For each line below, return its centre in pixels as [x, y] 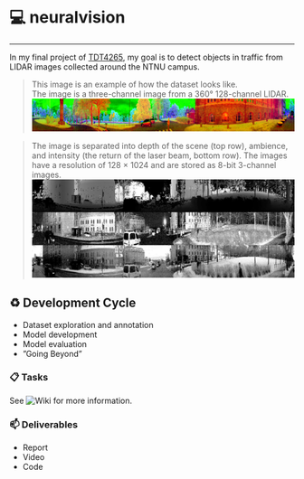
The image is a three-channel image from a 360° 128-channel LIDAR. [160, 94]
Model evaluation [55, 343]
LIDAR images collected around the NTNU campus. [105, 66]
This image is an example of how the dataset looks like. [134, 84]
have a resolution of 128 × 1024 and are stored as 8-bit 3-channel [154, 164]
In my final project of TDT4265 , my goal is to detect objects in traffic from [146, 57]
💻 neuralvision [67, 18]
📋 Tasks [29, 378]
